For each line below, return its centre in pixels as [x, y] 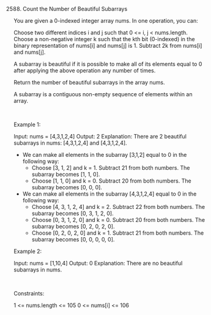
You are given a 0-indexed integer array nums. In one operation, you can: [106, 21]
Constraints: [29, 293]
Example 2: [28, 251]
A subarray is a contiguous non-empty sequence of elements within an [103, 94]
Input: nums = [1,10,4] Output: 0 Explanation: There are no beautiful [98, 263]
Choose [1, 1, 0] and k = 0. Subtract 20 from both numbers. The [112, 181]
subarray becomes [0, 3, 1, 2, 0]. [72, 213]
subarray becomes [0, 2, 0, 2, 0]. [73, 226]
